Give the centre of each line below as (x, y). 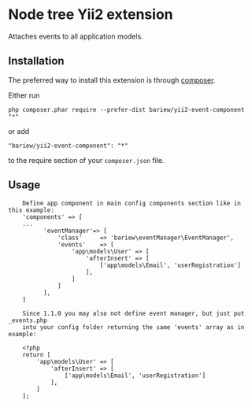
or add (19, 131)
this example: (31, 210)
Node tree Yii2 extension (91, 15)
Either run (24, 95)
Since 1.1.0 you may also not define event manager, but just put (133, 313)
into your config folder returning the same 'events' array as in (133, 327)
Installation (36, 61)
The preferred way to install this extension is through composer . (112, 80)
